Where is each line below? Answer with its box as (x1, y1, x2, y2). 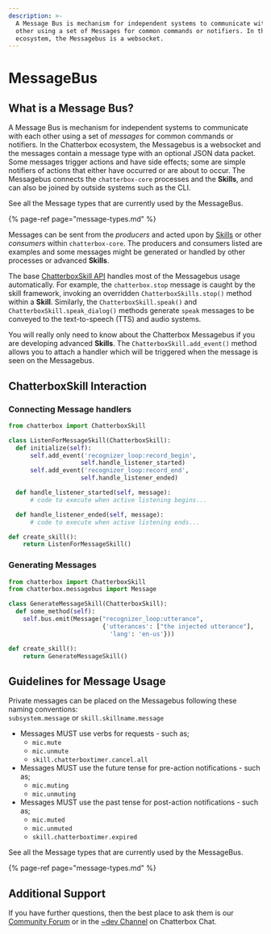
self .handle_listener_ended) (80, 474, 179, 482)
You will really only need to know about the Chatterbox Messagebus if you (8, 330, 256, 340)
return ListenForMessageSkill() (23, 540, 131, 548)
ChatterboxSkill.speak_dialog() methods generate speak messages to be (8, 306, 255, 315)
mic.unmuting (31, 790, 77, 799)
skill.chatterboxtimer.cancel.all (31, 756, 148, 764)
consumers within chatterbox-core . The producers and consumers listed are (8, 239, 263, 248)
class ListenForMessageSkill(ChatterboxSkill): (8, 436, 172, 445)
